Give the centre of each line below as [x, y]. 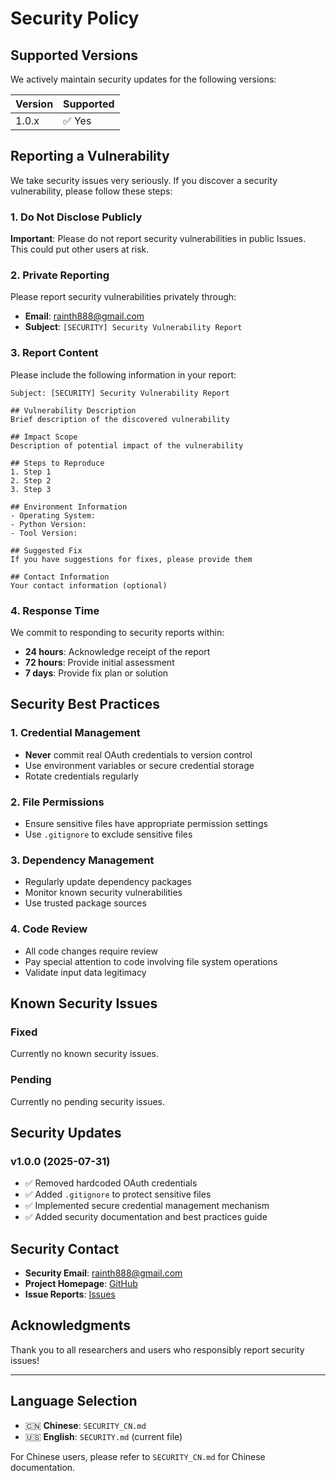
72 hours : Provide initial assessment [99, 662]
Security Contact [65, 1248]
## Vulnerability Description [73, 410]
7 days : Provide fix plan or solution [96, 673]
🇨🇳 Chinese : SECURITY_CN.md [85, 1425]
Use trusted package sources [85, 903]
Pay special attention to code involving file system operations [151, 961]
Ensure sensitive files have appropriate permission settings [146, 823]
